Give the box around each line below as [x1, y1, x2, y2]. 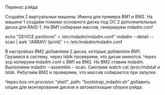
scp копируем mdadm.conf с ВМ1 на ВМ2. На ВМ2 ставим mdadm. [5, 59, 144, 64]
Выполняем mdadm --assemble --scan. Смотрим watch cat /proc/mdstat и [5, 64, 160, 70]
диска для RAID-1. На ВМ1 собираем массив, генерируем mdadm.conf [5, 24, 153, 30]
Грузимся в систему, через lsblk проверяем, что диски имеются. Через [5, 54, 156, 60]
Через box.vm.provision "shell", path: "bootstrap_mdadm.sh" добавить [5, 79, 150, 85]
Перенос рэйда [5, 4, 38, 10]
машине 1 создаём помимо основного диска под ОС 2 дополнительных [5, 19, 157, 25]
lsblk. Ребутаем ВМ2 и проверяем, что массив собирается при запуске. [5, 69, 157, 75]
